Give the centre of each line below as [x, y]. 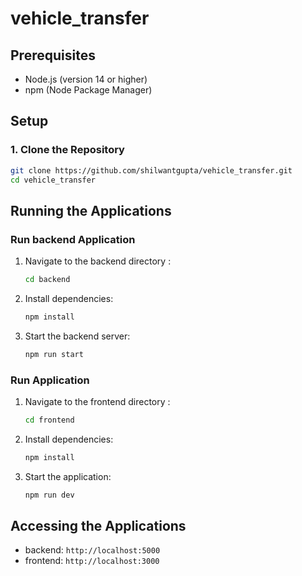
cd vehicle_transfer [53, 180]
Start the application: [68, 476]
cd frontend [49, 420]
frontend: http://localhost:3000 [92, 561]
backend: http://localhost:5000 [92, 550]
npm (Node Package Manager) [88, 90]
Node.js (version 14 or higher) [86, 79]
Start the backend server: [77, 336]
